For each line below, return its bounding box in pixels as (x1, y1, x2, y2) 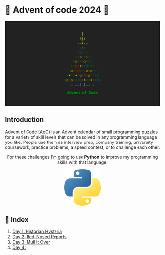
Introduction (5, 115, 44, 124)
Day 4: (12, 244, 26, 250)
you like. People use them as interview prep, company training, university (5, 139, 153, 145)
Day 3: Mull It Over (12, 239, 50, 245)
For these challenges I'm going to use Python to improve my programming (7, 154, 158, 160)
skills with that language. (57, 159, 108, 165)
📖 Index (5, 216, 28, 224)
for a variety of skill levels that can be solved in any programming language (5, 134, 157, 140)
